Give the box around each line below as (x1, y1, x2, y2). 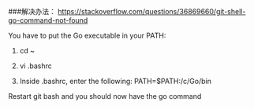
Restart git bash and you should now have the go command (8, 92, 202, 100)
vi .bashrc (19, 61, 53, 71)
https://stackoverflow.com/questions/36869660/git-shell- (58, 7, 246, 16)
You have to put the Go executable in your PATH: (8, 31, 166, 40)
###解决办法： (8, 7, 57, 16)
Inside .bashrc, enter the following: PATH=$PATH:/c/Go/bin (19, 77, 211, 85)
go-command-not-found (8, 16, 88, 25)
